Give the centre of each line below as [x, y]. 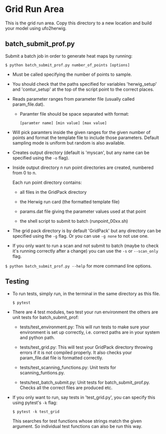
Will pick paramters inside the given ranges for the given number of [81, 132]
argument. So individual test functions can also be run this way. [77, 426]
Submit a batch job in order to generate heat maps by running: [69, 56]
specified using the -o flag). [41, 157]
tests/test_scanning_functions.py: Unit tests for [68, 367]
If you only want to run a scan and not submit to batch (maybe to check [85, 246]
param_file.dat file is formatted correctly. [61, 358]
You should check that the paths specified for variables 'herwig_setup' [84, 84]
